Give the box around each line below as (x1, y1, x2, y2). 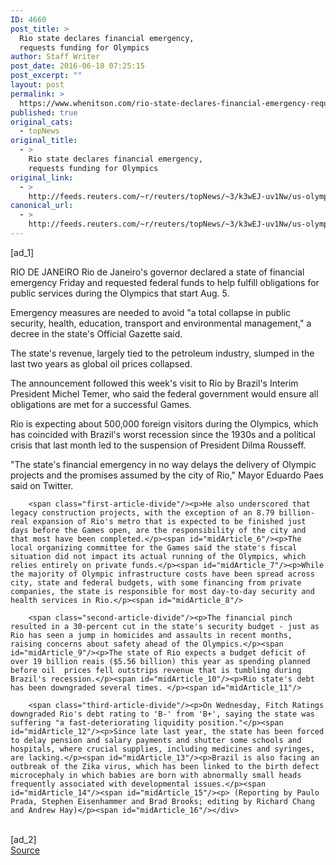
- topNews (19, 126, 60, 136)
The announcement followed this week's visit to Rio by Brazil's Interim (10, 377, 299, 389)
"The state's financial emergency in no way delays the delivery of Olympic (10, 458, 317, 470)
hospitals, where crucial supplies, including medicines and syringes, (10, 744, 315, 754)
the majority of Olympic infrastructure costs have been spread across (10, 569, 315, 579)
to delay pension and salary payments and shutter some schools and (10, 735, 302, 745)
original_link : (10, 172, 74, 183)
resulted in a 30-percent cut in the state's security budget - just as (10, 621, 320, 631)
